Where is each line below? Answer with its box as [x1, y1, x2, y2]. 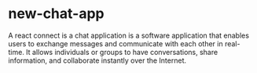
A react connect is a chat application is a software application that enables [8, 31, 250, 40]
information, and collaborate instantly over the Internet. [8, 56, 187, 65]
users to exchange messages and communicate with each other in [8, 38, 223, 48]
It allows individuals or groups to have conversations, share [26, 47, 218, 57]
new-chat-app [8, 5, 105, 23]
